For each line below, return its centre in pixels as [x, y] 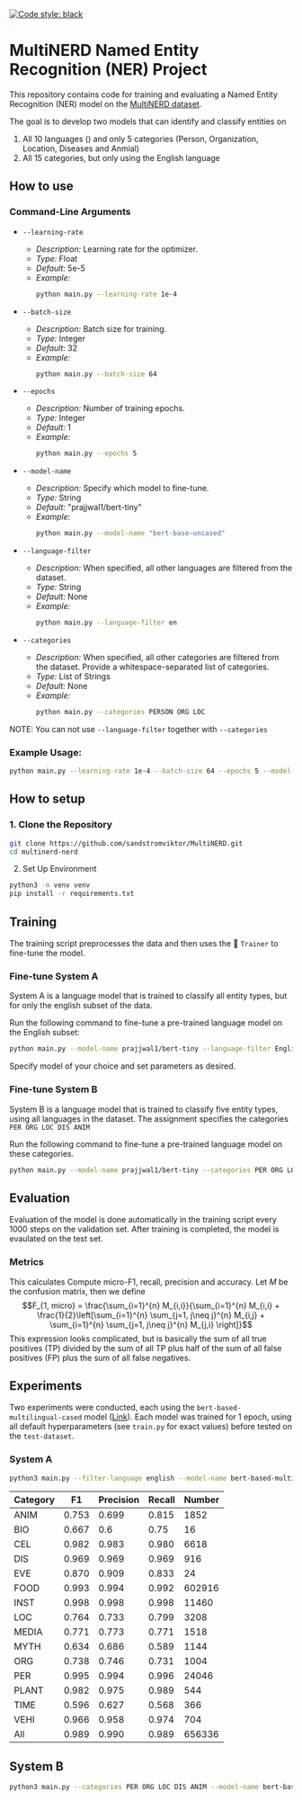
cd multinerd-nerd [44, 852]
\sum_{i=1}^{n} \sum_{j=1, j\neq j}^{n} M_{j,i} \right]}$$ [151, 1324]
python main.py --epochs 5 [86, 453]
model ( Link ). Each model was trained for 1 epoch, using [188, 1417]
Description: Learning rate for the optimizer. [116, 249]
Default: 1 [53, 427]
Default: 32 [57, 348]
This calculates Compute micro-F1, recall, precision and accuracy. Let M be [149, 1282]
